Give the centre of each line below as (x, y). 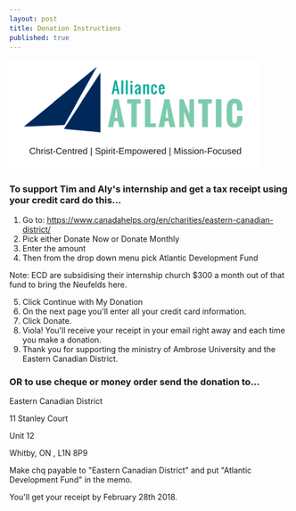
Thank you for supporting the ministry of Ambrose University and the (149, 349)
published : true (39, 37)
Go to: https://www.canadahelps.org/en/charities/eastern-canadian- (148, 219)
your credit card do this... (66, 201)
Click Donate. (47, 320)
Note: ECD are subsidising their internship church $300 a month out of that (147, 275)
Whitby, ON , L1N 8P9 (49, 453)
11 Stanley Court (39, 418)
